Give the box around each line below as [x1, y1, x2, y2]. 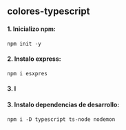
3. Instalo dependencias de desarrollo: [7, 100, 120, 109]
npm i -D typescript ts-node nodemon [7, 115, 116, 123]
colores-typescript [7, 6, 90, 17]
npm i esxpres [7, 70, 48, 77]
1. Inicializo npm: [7, 24, 56, 33]
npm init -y [7, 40, 41, 47]
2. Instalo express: [7, 55, 61, 63]
